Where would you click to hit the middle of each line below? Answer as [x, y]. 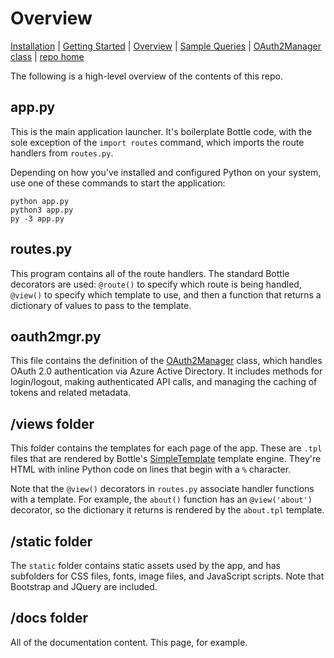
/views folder [52, 423]
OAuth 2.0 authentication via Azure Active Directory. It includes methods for [166, 371]
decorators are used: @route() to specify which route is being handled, [156, 284]
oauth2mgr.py [56, 336]
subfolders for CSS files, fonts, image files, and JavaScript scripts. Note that [167, 576]
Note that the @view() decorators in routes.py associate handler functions [162, 489]
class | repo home [47, 56]
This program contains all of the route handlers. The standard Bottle [150, 273]
